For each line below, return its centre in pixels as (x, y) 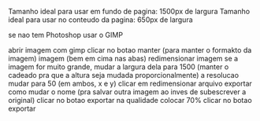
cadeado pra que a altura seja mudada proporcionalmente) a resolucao (123, 75)
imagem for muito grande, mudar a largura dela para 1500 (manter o (119, 67)
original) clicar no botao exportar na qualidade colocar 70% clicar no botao (130, 100)
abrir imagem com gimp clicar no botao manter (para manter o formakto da (130, 50)
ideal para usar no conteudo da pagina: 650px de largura (100, 20)
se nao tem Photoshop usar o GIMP (66, 35)
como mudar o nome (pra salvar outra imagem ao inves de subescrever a (127, 92)
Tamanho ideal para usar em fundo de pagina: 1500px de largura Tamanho (129, 11)
